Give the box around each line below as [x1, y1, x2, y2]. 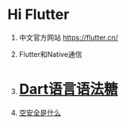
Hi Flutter [7, 6, 70, 24]
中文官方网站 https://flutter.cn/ [18, 32, 119, 42]
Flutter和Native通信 [18, 49, 82, 59]
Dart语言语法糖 [18, 81, 118, 98]
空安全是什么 [18, 108, 61, 117]
